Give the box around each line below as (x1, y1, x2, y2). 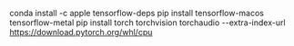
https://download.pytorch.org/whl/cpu (9, 27, 153, 37)
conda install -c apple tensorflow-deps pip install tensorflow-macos (9, 8, 265, 18)
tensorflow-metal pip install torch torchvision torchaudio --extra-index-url (9, 17, 286, 28)
